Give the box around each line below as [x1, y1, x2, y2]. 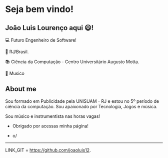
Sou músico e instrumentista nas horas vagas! [5, 113, 100, 119]
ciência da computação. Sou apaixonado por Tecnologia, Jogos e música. [5, 103, 157, 109]
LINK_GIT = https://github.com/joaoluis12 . [5, 147, 91, 153]
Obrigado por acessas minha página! [12, 123, 89, 129]
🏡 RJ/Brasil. [5, 49, 29, 55]
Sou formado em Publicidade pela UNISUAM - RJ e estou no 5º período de [5, 98, 159, 104]
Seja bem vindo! [5, 4, 74, 15]
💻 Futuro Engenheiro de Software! [5, 37, 76, 43]
